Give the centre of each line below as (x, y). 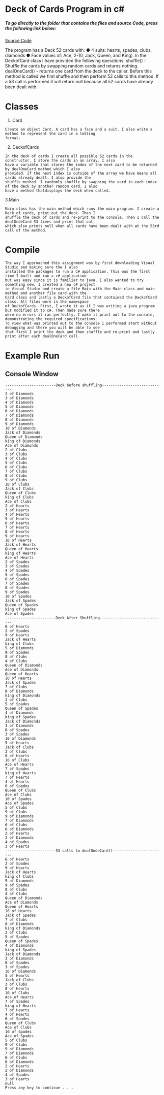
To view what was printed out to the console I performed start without (81, 324)
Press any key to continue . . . (39, 1088)
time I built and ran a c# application (46, 276)
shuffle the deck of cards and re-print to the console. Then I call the (82, 218)
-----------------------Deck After (41, 618)
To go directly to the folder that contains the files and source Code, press (82, 23)
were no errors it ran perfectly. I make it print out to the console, (80, 315)
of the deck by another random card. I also (51, 186)
